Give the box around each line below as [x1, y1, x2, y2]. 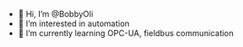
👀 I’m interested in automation [17, 18, 130, 29]
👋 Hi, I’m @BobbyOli [17, 9, 93, 19]
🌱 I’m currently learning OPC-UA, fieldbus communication [17, 28, 234, 38]
